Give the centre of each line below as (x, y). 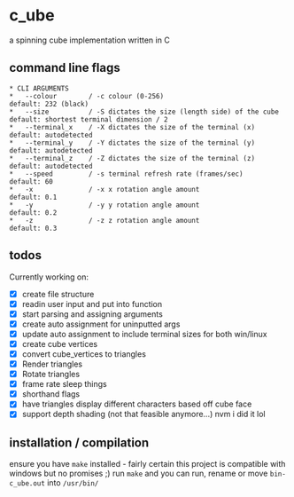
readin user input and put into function (92, 304)
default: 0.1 (33, 197)
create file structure (58, 294)
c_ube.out (27, 484)
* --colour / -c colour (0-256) (87, 96)
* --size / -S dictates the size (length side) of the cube (144, 112)
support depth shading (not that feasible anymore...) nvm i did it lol (143, 414)
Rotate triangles (51, 375)
